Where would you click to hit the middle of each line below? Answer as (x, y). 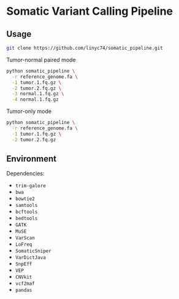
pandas (24, 290)
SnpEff (24, 264)
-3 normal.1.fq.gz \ (38, 94)
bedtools (26, 219)
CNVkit (24, 278)
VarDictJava (30, 258)
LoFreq (24, 245)
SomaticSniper (33, 251)
